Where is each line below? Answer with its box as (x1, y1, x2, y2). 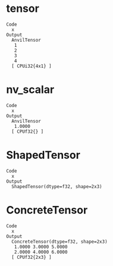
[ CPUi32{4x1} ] (11, 63, 52, 69)
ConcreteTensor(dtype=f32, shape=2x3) (11, 239, 108, 245)
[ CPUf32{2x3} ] (11, 254, 52, 260)
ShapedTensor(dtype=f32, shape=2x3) (11, 183, 102, 189)
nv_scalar (6, 83, 55, 96)
